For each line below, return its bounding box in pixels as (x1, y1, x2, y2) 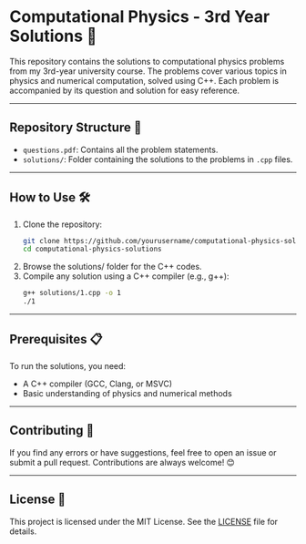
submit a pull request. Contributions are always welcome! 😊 (9, 457, 235, 467)
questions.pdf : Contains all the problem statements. (22, 144, 219, 155)
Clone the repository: (22, 219, 103, 230)
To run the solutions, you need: (9, 360, 126, 371)
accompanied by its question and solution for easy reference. (9, 85, 240, 96)
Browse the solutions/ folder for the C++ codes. (22, 262, 202, 272)
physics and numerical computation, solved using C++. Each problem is (9, 75, 280, 86)
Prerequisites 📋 (9, 332, 103, 347)
